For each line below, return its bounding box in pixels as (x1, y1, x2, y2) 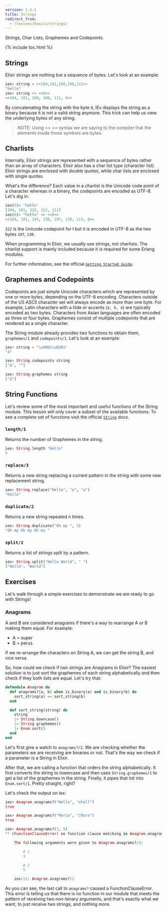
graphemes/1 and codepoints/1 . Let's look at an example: (5, 335, 120, 341)
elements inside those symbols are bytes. (17, 130, 103, 136)
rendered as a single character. (5, 320, 69, 326)
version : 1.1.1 (5, 7, 37, 12)
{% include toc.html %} (5, 44, 53, 50)
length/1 (5, 426, 26, 432)
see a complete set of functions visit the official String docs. (5, 414, 130, 420)
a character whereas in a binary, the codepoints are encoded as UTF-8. (5, 188, 152, 194)
